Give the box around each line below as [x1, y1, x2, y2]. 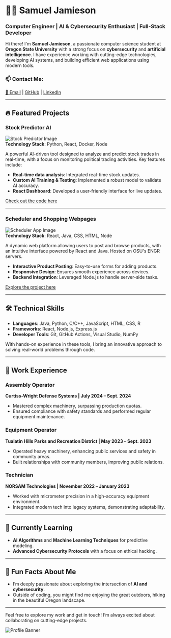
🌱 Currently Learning [5, 524, 73, 532]
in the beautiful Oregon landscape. [12, 597, 85, 603]
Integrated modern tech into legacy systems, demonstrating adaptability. [12, 504, 165, 510]
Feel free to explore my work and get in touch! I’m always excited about [5, 612, 155, 618]
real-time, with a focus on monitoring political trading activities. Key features [5, 156, 165, 162]
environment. [12, 498, 41, 505]
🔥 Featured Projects [5, 109, 70, 117]
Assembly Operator [5, 381, 55, 388]
